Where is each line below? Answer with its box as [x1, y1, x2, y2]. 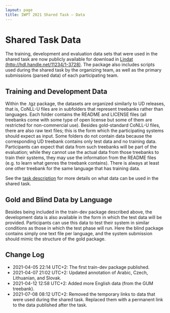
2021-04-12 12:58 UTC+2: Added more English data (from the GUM [12, 280, 154, 286]
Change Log [5, 251, 45, 259]
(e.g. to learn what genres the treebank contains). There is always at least [5, 160, 159, 166]
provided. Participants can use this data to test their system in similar [5, 220, 150, 226]
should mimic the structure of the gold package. [5, 236, 106, 242]
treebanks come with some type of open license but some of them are [5, 117, 152, 123]
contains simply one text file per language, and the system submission [5, 231, 153, 237]
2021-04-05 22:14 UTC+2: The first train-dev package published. [12, 264, 150, 270]
